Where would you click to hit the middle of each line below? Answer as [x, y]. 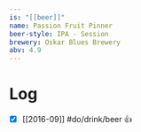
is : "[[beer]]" [37, 17]
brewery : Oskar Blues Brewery [65, 42]
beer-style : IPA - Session [59, 34]
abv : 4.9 [25, 50]
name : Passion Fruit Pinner [61, 26]
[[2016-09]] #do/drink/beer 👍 [77, 120]
